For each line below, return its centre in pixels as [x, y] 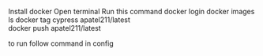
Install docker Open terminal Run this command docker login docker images [131, 11]
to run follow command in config [61, 43]
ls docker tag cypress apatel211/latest [69, 20]
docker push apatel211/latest [54, 28]
